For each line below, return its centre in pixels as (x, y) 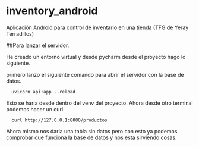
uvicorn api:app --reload (44, 92)
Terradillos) (20, 33)
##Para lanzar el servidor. (38, 45)
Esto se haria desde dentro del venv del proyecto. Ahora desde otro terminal (99, 103)
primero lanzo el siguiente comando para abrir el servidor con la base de (95, 74)
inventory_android (52, 11)
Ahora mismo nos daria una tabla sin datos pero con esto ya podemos (92, 131)
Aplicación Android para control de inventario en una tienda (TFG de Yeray (97, 27)
